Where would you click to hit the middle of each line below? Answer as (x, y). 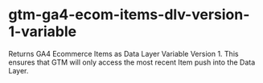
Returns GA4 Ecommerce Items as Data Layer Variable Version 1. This (123, 53)
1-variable (43, 32)
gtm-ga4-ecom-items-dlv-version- (129, 15)
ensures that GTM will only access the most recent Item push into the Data (132, 62)
